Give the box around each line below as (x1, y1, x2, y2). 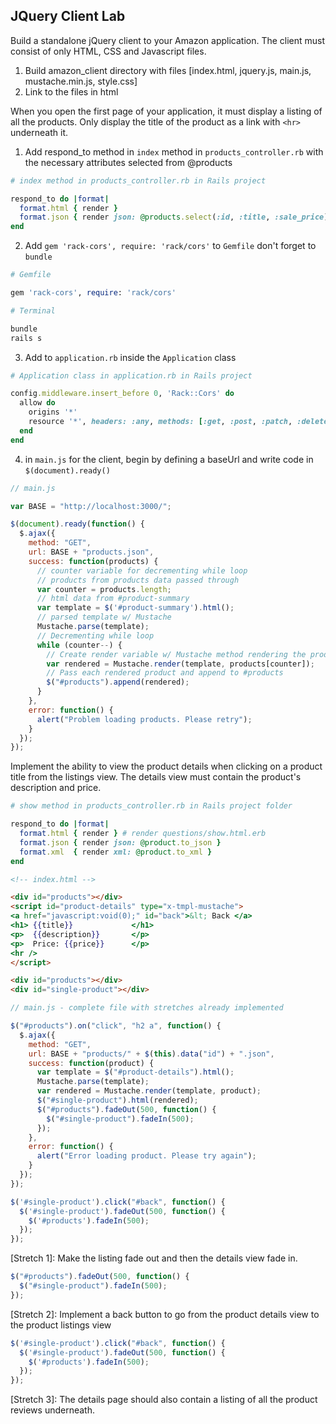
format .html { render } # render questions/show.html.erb (19, 829, 267, 839)
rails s (10, 333, 43, 343)
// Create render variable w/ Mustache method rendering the (46, 649, 307, 659)
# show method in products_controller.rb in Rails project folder (10, 801, 293, 811)
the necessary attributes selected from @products (24, 156, 233, 168)
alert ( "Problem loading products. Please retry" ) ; (36, 714, 253, 724)
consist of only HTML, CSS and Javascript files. (10, 45, 207, 57)
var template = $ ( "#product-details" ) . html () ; (36, 1067, 235, 1078)
